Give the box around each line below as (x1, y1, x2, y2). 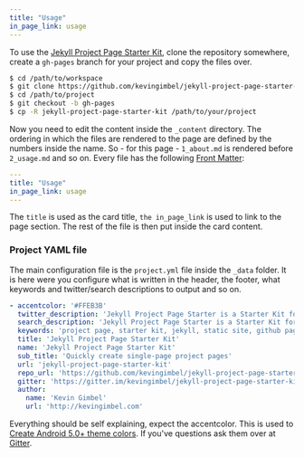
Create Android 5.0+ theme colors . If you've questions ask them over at (9, 428, 276, 439)
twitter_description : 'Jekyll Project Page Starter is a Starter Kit (17, 309, 285, 319)
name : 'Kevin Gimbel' (25, 394, 107, 403)
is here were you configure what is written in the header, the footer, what (9, 273, 280, 285)
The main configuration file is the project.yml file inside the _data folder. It (9, 264, 287, 275)
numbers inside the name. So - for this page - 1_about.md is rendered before (9, 142, 294, 154)
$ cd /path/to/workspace (9, 73, 103, 82)
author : (17, 386, 47, 395)
